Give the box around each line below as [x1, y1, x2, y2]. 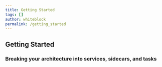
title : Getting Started [5, 7, 55, 13]
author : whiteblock [5, 17, 46, 22]
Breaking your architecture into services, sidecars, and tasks [5, 55, 157, 62]
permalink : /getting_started [5, 21, 66, 27]
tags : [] [5, 12, 24, 17]
